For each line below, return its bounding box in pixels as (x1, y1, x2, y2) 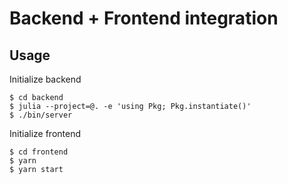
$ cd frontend (9, 147, 69, 157)
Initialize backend (9, 73, 82, 85)
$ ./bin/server (9, 110, 73, 120)
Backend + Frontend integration (9, 7, 279, 30)
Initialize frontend (9, 128, 81, 139)
